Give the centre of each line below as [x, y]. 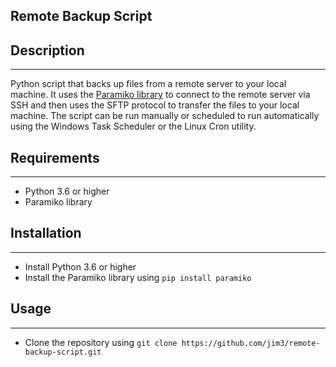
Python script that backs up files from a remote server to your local [148, 84]
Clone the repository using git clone [101, 342]
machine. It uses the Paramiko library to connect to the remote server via [160, 95]
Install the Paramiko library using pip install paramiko [138, 277]
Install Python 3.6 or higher [80, 266]
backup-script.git [63, 352]
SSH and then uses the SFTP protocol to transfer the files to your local [155, 105]
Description [47, 50]
